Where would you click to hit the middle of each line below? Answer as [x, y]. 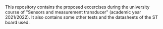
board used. [17, 22]
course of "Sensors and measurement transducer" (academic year [73, 12]
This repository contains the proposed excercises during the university [77, 7]
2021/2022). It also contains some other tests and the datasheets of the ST [82, 17]
